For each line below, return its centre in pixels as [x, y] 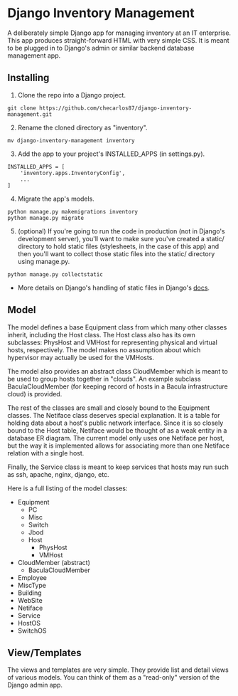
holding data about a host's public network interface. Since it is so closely [115, 423]
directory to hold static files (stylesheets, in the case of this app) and [118, 246]
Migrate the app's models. [56, 199]
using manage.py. [44, 261]
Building [29, 593]
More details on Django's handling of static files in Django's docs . [114, 288]
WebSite [30, 600]
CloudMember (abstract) [54, 562]
